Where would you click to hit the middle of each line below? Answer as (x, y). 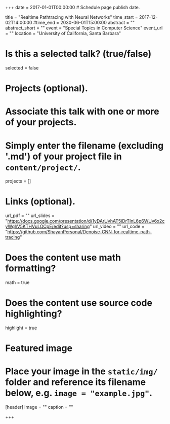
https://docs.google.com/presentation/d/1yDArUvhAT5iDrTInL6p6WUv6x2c (86, 221)
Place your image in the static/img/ (81, 372)
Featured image (39, 348)
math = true (17, 282)
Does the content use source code (79, 303)
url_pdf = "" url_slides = (30, 216)
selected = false (22, 67)
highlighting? (34, 314)
